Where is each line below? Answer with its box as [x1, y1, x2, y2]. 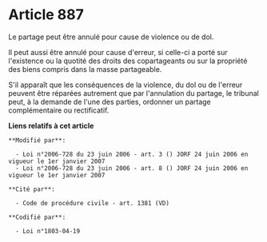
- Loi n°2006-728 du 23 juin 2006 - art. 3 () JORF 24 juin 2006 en [15, 150, 249, 158]
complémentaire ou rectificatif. [8, 105, 110, 115]
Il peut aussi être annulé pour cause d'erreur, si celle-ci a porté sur [8, 47, 228, 57]
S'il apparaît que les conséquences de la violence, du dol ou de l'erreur [8, 80, 243, 89]
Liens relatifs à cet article [8, 121, 94, 130]
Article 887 [8, 6, 84, 24]
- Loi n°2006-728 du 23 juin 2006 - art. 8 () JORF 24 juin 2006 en [15, 164, 249, 173]
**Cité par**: [8, 185, 56, 193]
